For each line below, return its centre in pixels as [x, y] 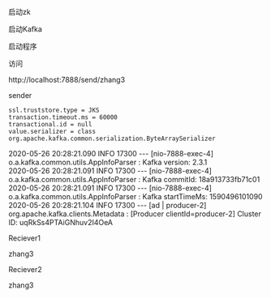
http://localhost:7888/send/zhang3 [67, 80]
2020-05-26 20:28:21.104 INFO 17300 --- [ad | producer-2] [108, 205]
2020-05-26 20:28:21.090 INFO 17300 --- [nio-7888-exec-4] [111, 153]
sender [20, 95]
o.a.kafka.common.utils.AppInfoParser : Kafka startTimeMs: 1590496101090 [135, 196]
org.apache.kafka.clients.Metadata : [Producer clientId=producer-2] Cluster [135, 214]
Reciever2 [25, 269]
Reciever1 [24, 238]
